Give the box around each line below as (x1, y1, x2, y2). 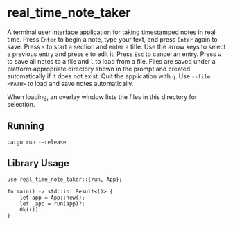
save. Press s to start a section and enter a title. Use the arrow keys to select (7, 42, 226, 51)
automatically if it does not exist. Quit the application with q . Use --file (7, 71, 211, 80)
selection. (7, 100, 35, 108)
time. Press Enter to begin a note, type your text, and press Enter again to (7, 35, 218, 43)
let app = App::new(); (19, 194, 85, 201)
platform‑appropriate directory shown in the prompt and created (7, 64, 191, 73)
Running (7, 120, 45, 132)
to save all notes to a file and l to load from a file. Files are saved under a (7, 57, 216, 65)
